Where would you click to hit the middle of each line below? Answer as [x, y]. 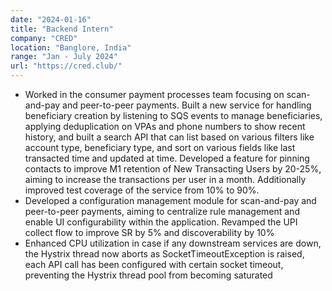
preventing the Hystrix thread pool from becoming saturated [148, 275]
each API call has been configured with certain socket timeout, [154, 264]
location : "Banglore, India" [71, 47]
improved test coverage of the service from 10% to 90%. [142, 190]
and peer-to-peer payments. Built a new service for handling [187, 105]
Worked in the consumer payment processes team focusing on [154, 94]
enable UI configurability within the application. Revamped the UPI [161, 222]
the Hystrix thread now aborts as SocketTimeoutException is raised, [164, 254]
